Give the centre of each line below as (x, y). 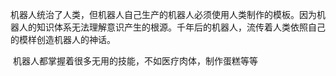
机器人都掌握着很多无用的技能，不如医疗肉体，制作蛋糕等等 (135, 61)
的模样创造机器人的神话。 (63, 39)
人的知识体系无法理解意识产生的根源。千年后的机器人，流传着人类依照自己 (172, 27)
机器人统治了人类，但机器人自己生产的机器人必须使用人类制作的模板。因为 (163, 14)
